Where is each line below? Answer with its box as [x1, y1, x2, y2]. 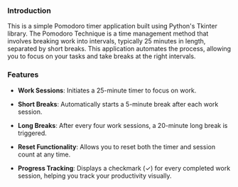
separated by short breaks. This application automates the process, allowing [7, 45, 232, 53]
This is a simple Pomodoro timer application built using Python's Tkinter [7, 22, 218, 31]
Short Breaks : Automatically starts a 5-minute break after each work [17, 100, 219, 108]
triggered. [17, 129, 48, 137]
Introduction [7, 6, 51, 16]
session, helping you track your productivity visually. [17, 171, 172, 180]
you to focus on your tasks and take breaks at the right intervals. [7, 52, 196, 60]
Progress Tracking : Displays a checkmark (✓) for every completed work [17, 164, 231, 172]
